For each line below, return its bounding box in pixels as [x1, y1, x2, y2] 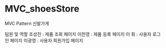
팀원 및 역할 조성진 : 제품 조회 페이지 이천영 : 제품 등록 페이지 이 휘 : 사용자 [5, 31, 152, 37]
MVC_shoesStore [5, 3, 80, 15]
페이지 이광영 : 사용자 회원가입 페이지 [10, 37, 83, 43]
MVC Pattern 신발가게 [5, 20, 49, 26]
